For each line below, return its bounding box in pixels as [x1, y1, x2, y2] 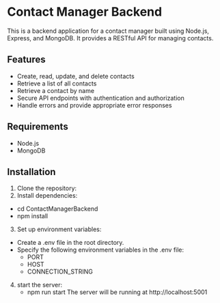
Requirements [7, 121, 68, 133]
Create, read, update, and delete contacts [16, 72, 135, 80]
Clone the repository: [16, 184, 77, 192]
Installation [7, 166, 56, 178]
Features [7, 54, 46, 66]
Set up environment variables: [16, 225, 102, 233]
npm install [16, 212, 49, 220]
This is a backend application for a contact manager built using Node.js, [7, 27, 210, 35]
